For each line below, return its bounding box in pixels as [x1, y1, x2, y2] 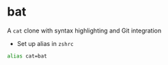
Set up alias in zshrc [16, 39, 74, 47]
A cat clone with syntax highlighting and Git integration [7, 26, 162, 35]
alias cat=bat [7, 52, 48, 60]
